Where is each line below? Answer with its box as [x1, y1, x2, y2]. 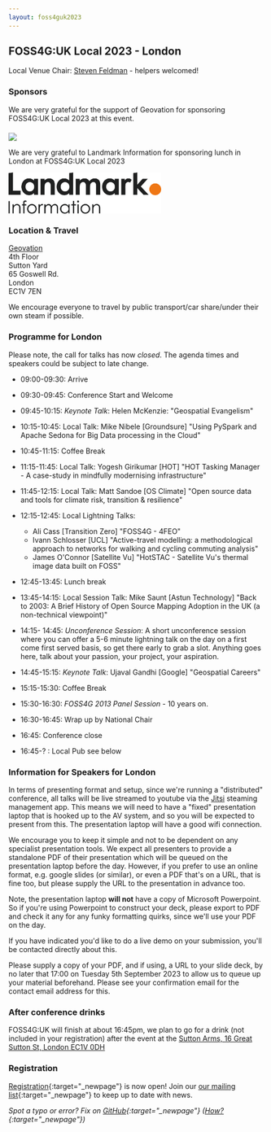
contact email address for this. [8, 986, 111, 996]
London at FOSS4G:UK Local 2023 [8, 155, 125, 166]
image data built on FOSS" [32, 561, 122, 570]
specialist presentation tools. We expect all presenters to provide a [8, 844, 232, 854]
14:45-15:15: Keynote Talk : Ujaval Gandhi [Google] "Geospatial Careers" [20, 667, 261, 677]
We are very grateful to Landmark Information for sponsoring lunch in [8, 147, 242, 157]
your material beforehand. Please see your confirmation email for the [8, 977, 240, 988]
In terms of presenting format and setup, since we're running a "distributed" [8, 785, 263, 795]
